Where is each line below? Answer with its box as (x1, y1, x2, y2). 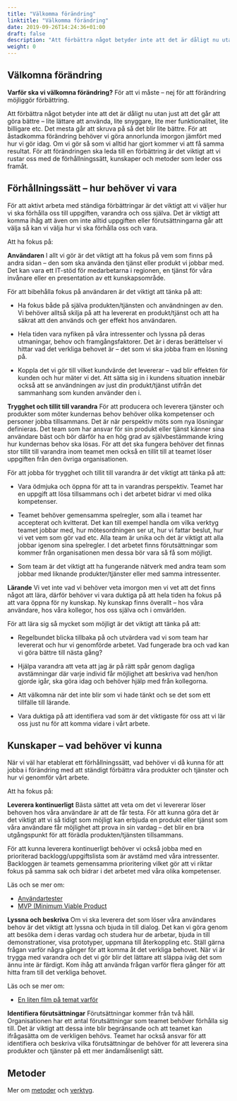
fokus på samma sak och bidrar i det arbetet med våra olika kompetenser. (7, 867, 221, 876)
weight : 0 (7, 43, 37, 50)
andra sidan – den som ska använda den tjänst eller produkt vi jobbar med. (7, 259, 224, 267)
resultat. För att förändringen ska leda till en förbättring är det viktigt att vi (7, 146, 221, 155)
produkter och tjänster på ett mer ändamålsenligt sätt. (7, 1047, 164, 1055)
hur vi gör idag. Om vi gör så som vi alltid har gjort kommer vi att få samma (7, 139, 224, 148)
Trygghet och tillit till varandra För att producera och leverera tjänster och (7, 402, 224, 411)
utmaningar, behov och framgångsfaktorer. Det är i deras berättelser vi (17, 337, 224, 346)
